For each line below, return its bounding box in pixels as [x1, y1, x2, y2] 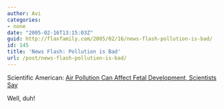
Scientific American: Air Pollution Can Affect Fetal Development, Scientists [7, 73, 217, 82]
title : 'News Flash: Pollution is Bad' [7, 49, 121, 56]
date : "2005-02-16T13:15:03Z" [7, 29, 94, 36]
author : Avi [7, 10, 41, 17]
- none [7, 23, 26, 29]
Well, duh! [7, 94, 36, 102]
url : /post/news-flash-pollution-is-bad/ [7, 55, 127, 62]
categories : [7, 16, 41, 23]
